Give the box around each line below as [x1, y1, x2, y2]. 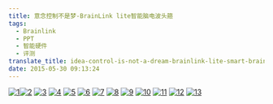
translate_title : [8, 58, 67, 66]
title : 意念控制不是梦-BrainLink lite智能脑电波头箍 [8, 11, 173, 20]
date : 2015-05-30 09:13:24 [8, 65, 100, 73]
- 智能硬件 [15, 42, 48, 50]
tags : [8, 19, 27, 28]
